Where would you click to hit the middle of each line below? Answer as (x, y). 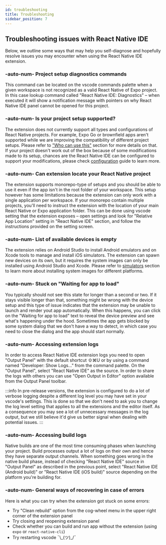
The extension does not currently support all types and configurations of (79, 129)
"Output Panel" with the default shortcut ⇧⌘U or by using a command (77, 360)
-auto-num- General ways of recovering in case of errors (75, 490)
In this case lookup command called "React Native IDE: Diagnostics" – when (82, 95)
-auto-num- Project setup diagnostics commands (66, 74)
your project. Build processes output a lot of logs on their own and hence (80, 451)
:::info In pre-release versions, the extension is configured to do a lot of (77, 390)
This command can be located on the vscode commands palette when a (79, 85)
